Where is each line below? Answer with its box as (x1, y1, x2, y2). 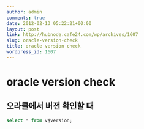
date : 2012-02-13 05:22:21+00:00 (6, 20, 92, 26)
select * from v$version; (6, 117, 72, 123)
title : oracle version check (6, 43, 81, 50)
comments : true (6, 15, 45, 21)
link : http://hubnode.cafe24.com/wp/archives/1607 (6, 32, 138, 38)
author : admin (6, 9, 43, 15)
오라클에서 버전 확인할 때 (6, 101, 94, 111)
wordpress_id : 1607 (6, 49, 56, 55)
